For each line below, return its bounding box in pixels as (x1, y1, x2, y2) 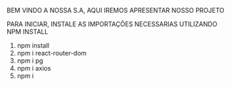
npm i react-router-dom (16, 49, 87, 57)
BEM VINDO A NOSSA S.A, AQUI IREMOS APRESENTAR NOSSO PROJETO (6, 6, 225, 14)
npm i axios (16, 64, 51, 72)
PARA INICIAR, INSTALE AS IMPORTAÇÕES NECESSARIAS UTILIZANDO (6, 20, 218, 28)
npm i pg (16, 56, 43, 65)
